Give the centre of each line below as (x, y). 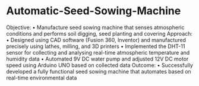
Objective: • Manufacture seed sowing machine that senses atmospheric (96, 27)
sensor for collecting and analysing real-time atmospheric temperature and (98, 52)
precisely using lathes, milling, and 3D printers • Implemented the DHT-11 (96, 46)
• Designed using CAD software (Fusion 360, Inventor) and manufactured (96, 40)
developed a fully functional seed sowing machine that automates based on (99, 71)
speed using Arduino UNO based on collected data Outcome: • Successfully (99, 65)
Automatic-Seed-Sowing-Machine (94, 11)
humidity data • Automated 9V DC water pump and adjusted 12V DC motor (97, 59)
